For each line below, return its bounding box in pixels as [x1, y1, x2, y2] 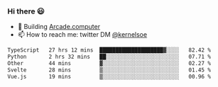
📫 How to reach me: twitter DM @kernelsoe [17, 30, 148, 39]
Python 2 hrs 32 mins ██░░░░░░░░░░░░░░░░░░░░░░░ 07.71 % [7, 53, 212, 61]
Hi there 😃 [7, 6, 45, 16]
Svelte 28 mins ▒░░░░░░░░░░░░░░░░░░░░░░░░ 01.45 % [7, 66, 212, 74]
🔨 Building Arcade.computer [17, 23, 101, 31]
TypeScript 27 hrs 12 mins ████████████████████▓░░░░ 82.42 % [7, 47, 212, 54]
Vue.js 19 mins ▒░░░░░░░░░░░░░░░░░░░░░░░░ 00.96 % [7, 73, 212, 80]
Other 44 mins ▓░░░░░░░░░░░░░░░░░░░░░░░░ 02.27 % [7, 60, 212, 67]
